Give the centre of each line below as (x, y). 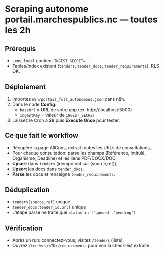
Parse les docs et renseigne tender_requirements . (64, 174)
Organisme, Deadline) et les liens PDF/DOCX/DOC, (65, 158)
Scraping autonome (47, 9)
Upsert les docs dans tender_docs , (48, 169)
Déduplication (27, 190)
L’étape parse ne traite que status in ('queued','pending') (74, 212)
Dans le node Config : (34, 104)
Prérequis (21, 49)
